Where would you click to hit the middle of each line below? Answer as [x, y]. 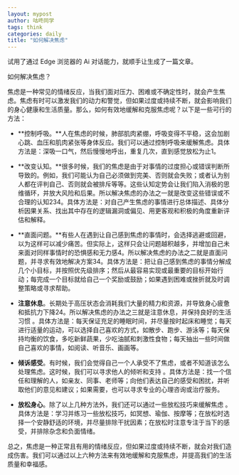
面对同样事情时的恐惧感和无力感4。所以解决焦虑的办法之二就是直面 [123, 252]
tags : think [25, 27]
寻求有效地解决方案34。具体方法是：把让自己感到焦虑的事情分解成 [134, 262]
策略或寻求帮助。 [49, 288]
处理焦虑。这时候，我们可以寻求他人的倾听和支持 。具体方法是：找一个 [121, 372]
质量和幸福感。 [29, 464]
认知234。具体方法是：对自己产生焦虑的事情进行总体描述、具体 [130, 202]
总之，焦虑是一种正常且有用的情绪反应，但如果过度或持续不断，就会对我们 [116, 447]
